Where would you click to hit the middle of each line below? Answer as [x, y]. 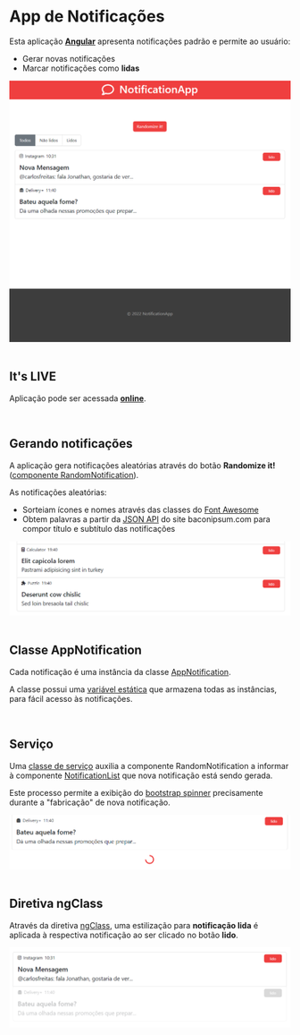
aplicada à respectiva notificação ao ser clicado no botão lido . [124, 935]
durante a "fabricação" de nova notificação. [90, 802]
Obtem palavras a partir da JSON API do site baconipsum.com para [146, 519]
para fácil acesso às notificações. [71, 698]
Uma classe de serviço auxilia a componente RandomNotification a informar [149, 766]
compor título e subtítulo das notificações [99, 528]
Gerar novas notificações [69, 58]
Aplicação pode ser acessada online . [78, 398]
